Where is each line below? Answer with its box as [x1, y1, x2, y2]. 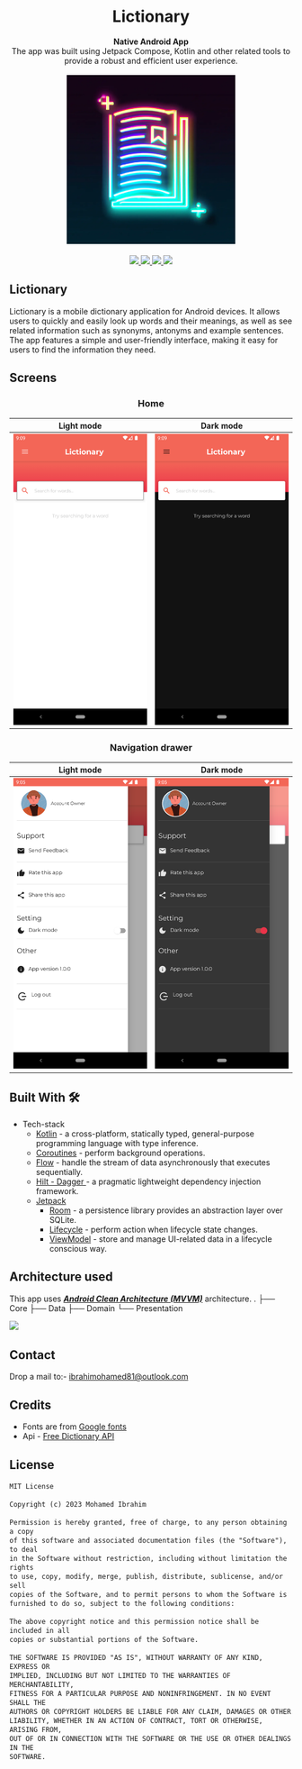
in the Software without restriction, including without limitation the [9, 1555, 288, 1564]
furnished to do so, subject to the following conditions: [9, 1600, 235, 1609]
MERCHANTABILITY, [9, 1681, 75, 1690]
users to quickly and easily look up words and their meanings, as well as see [9, 315, 293, 326]
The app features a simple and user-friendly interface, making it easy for [9, 334, 279, 345]
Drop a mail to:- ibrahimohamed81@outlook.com [9, 1372, 189, 1382]
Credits [9, 1397, 52, 1412]
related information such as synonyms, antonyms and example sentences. [9, 324, 285, 335]
